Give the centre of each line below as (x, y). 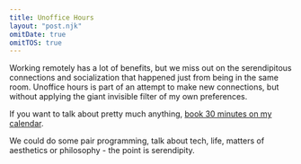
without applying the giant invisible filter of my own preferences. (128, 97)
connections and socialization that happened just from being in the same (144, 78)
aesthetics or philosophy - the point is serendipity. (102, 151)
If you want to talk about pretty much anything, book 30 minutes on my (141, 114)
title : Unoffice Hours (52, 17)
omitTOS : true (36, 43)
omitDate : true (38, 34)
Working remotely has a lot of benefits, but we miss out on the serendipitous (150, 68)
